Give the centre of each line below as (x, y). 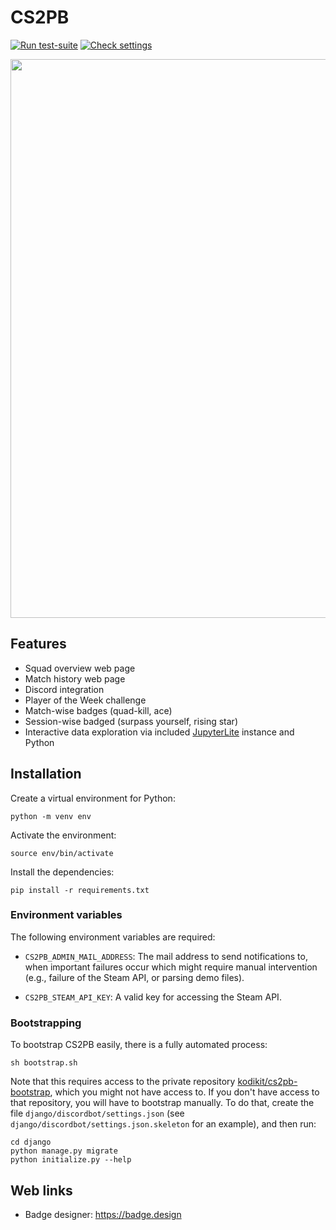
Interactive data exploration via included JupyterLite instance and (159, 732)
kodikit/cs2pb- (267, 1082)
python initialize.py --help (71, 1160)
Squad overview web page (80, 668)
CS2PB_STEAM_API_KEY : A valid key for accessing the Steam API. (153, 997)
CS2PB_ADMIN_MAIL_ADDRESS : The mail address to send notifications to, (166, 956)
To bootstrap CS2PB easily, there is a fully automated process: (139, 1045)
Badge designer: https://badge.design (103, 1214)
